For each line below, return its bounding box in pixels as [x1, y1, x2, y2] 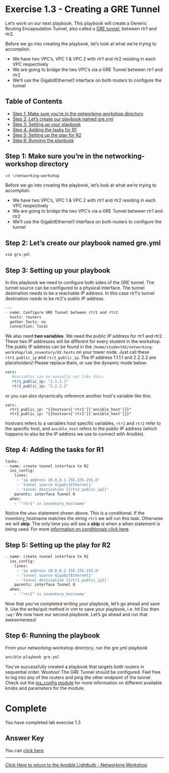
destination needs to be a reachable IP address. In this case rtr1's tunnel [5, 290, 155, 296]
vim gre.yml [5, 252, 30, 257]
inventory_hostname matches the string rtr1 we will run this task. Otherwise [5, 516, 163, 522]
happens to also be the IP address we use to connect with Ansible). [5, 431, 145, 437]
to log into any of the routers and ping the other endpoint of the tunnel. [5, 674, 152, 680]
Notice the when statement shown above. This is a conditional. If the [5, 510, 145, 516]
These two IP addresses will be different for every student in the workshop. [5, 339, 161, 345]
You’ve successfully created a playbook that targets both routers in [5, 664, 144, 670]
